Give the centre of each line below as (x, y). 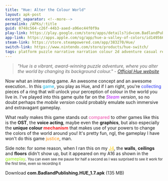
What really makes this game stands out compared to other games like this (82, 117)
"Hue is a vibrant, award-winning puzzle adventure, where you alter (88, 66)
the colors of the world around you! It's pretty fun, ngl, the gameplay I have (82, 133)
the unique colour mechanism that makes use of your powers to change (80, 127)
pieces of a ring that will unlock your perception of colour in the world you (81, 91)
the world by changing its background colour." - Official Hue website (88, 71)
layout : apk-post (23, 14)
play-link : (16, 33)
